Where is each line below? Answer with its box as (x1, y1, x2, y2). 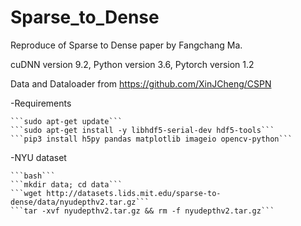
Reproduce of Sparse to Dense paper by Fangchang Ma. (10, 39, 243, 51)
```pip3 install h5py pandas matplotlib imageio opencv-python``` (10, 134, 293, 144)
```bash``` (10, 171, 56, 181)
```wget (10, 188, 43, 198)
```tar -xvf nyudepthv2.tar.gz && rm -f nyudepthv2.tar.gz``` (10, 206, 275, 216)
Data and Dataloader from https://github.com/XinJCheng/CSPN (10, 77, 272, 90)
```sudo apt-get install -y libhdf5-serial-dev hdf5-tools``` (10, 125, 275, 135)
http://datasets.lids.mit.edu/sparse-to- (46, 188, 222, 198)
